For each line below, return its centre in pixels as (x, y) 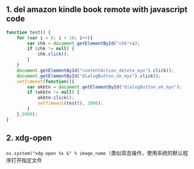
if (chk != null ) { (51, 49)
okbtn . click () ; (56, 98)
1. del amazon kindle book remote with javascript (97, 10)
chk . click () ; (53, 54)
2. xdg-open (29, 138)
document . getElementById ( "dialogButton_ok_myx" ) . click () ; (89, 76)
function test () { (28, 32)
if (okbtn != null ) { (54, 92)
